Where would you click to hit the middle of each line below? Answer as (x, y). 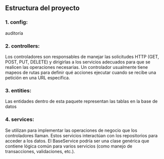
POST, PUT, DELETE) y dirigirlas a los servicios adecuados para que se (78, 62)
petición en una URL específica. (38, 78)
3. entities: (18, 90)
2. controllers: (23, 46)
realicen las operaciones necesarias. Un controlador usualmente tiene (77, 67)
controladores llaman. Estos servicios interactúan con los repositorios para (81, 135)
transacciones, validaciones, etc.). (40, 151)
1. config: (17, 22)
